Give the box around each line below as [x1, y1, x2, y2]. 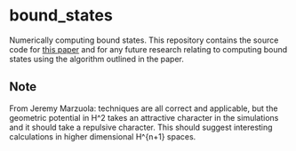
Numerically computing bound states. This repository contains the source [9, 35, 279, 45]
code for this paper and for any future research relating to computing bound [9, 44, 288, 54]
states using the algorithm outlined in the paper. [9, 53, 185, 64]
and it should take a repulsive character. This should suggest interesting [9, 122, 273, 132]
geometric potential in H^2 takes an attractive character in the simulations [9, 112, 279, 123]
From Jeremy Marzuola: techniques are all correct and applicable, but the [9, 103, 278, 114]
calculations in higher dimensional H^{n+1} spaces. [9, 131, 196, 142]
